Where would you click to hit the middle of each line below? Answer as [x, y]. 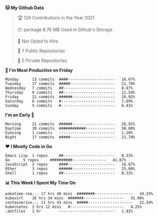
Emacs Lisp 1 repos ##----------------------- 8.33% [69, 155]
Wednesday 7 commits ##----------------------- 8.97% [69, 88]
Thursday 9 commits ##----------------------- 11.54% [70, 92]
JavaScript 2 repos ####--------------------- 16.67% [70, 164]
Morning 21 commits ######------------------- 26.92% [70, 124]
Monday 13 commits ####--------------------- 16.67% [70, 79]
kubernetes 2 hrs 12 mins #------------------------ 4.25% [73, 207]
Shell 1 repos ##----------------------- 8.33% [69, 173]
